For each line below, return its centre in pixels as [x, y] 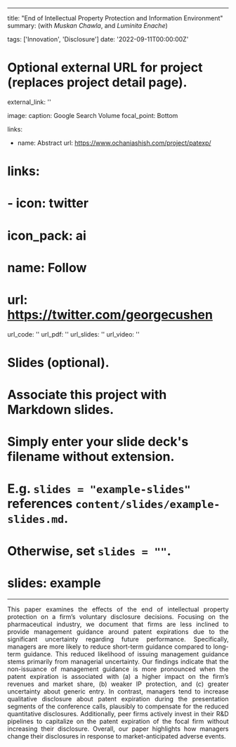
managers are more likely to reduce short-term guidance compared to [110, 647]
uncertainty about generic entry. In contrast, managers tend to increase [118, 691]
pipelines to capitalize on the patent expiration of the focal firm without [118, 721]
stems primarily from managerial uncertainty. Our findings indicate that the [118, 661]
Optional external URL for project [105, 68]
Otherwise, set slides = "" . [89, 551]
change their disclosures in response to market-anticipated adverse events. [117, 736]
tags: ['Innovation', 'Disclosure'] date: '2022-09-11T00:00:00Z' [98, 39]
